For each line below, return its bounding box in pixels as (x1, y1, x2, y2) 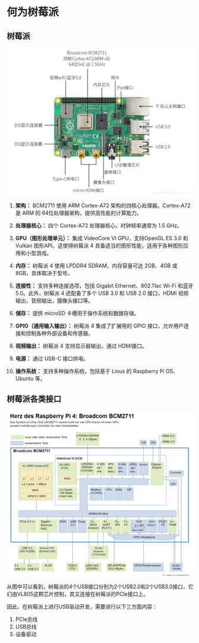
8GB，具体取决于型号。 (15, 269, 73, 276)
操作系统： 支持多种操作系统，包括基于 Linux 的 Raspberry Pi (15, 367, 165, 374)
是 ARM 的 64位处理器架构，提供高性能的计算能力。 (15, 209, 142, 216)
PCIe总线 (15, 616, 38, 623)
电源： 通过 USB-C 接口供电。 (15, 355, 89, 362)
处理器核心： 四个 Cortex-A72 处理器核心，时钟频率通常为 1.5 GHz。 (15, 222, 182, 229)
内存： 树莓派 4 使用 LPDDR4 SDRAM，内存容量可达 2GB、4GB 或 (15, 262, 178, 269)
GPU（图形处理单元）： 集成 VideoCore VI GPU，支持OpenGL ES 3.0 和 (15, 234, 188, 241)
